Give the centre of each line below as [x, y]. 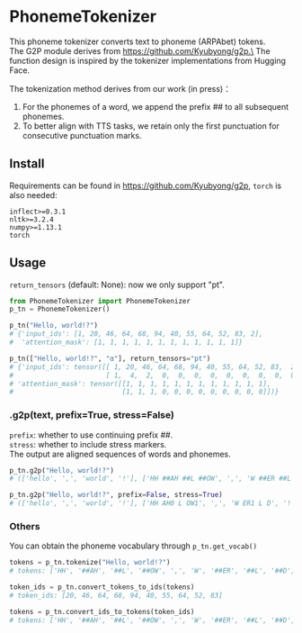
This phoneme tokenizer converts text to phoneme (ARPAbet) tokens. [138, 41]
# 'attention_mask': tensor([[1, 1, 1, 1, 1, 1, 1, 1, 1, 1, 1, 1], [140, 384]
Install [27, 164]
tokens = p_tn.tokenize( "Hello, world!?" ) [90, 563]
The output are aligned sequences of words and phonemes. [120, 454]
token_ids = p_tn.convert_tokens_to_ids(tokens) [102, 587]
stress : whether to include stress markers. [88, 444]
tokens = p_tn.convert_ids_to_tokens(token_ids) [102, 611]
